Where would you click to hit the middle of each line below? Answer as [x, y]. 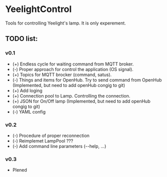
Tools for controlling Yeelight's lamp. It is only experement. [65, 23]
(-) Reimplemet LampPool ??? [43, 140]
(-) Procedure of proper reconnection [51, 135]
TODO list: [21, 39]
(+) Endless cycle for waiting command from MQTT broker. [73, 64]
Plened [20, 170]
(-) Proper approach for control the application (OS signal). [73, 69]
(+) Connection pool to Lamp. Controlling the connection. [71, 95]
